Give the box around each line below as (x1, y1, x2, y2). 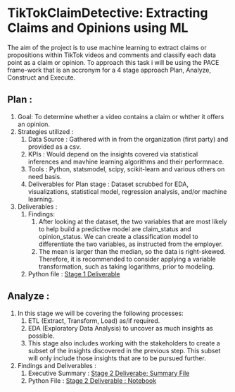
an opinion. (17, 120, 51, 128)
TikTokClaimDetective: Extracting (7, 5, 208, 21)
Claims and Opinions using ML (7, 20, 189, 36)
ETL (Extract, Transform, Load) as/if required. (27, 316, 160, 325)
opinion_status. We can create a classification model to (38, 232, 198, 240)
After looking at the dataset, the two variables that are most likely (38, 217, 227, 226)
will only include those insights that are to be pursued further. (27, 354, 206, 362)
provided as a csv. (27, 142, 82, 151)
